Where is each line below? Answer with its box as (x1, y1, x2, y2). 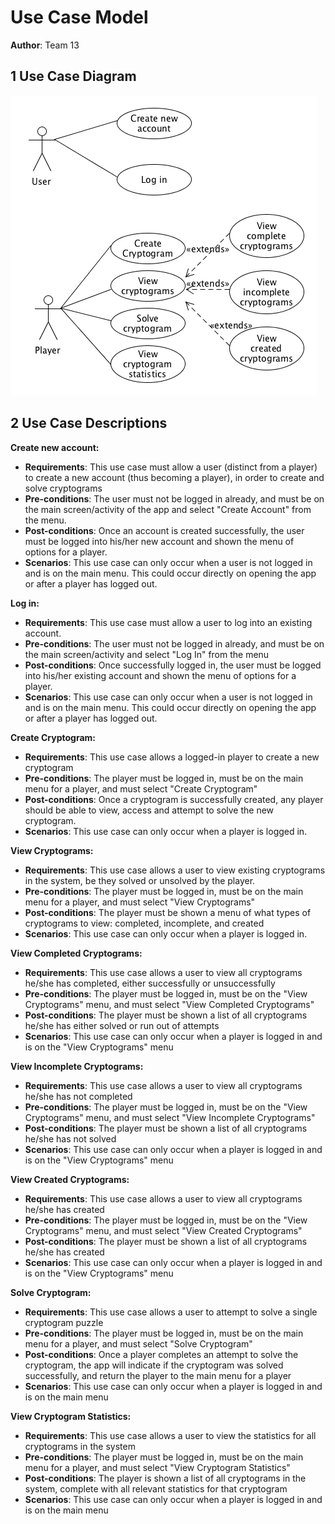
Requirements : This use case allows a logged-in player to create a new (24, 751, 320, 763)
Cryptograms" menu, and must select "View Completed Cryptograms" (24, 998, 315, 1010)
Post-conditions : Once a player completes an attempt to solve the (24, 1348, 299, 1360)
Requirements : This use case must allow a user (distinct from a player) (24, 461, 318, 473)
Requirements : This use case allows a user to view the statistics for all (24, 1429, 317, 1441)
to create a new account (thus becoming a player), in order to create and (24, 471, 325, 483)
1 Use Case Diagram (10, 68, 137, 85)
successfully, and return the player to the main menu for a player (24, 1369, 292, 1381)
